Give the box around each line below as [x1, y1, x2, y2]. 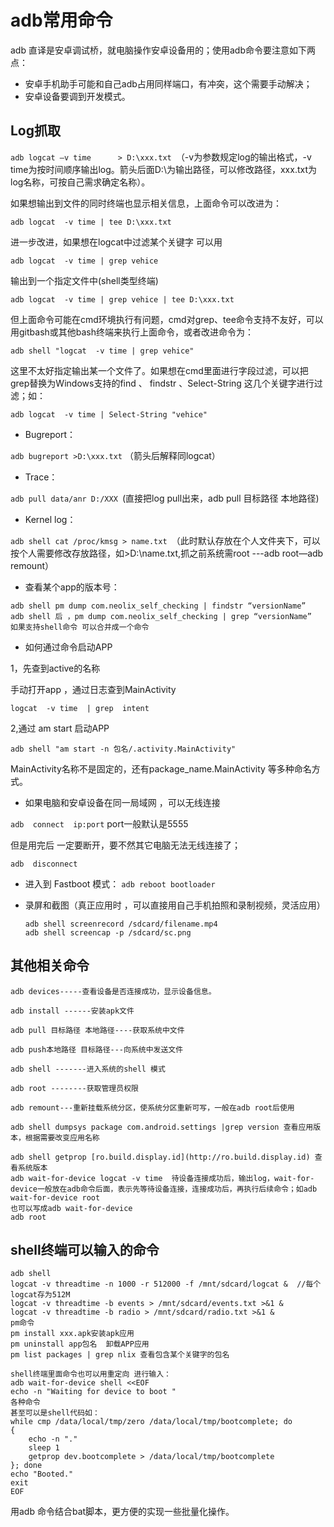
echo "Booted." [10, 1469, 74, 1480]
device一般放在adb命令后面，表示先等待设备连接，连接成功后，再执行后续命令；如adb [10, 1184, 318, 1194]
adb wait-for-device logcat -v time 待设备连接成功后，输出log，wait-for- [10, 1173, 315, 1183]
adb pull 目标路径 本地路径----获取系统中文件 [10, 1025, 185, 1035]
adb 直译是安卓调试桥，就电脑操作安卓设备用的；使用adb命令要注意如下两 [10, 44, 316, 56]
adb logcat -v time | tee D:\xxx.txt [10, 217, 172, 227]
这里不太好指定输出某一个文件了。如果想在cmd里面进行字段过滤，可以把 [10, 364, 309, 376]
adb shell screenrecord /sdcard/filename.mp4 [24, 919, 218, 929]
